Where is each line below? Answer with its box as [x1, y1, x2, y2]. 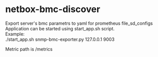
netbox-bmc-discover [5, 4, 101, 15]
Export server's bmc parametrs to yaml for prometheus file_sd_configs [5, 20, 153, 26]
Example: [5, 31, 25, 37]
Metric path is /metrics [5, 46, 53, 52]
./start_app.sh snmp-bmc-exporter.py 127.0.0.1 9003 [5, 36, 115, 42]
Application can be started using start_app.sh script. [5, 25, 115, 31]
